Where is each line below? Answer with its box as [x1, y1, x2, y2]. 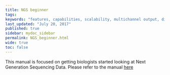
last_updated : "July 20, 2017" [5, 21, 71, 27]
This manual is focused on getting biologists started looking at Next [5, 58, 146, 64]
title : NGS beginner [5, 7, 49, 13]
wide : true [5, 40, 28, 45]
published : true [5, 26, 39, 31]
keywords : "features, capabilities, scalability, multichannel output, [5, 17, 159, 22]
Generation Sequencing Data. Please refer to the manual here [5, 64, 134, 70]
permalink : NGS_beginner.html [5, 36, 69, 41]
